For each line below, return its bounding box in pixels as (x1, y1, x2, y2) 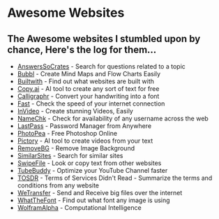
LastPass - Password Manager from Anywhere (17, 122, 152, 130)
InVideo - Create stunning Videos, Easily (17, 107, 134, 115)
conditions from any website (17, 181, 100, 190)
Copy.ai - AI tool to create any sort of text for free (17, 85, 160, 92)
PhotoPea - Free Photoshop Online (17, 129, 117, 137)
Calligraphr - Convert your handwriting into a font (17, 92, 160, 100)
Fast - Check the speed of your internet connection (17, 99, 165, 108)
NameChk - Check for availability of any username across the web (17, 114, 209, 122)
